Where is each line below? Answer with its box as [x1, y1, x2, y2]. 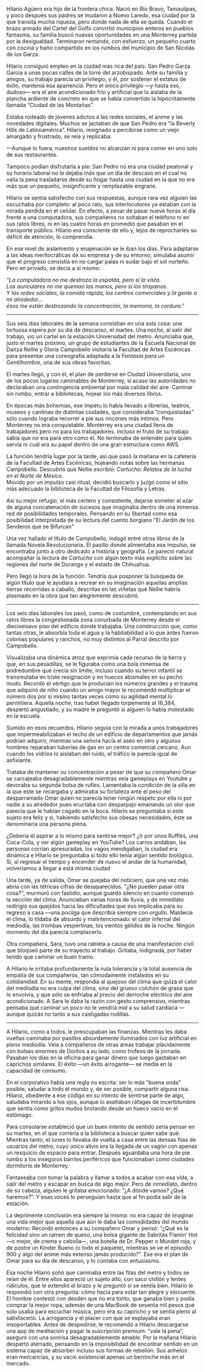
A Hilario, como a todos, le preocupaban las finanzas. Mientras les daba [6, 1028, 187, 1035]
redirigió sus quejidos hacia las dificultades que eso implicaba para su [6, 902, 183, 910]
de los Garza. [6, 51, 40, 57]
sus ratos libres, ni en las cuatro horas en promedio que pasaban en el [6, 220, 183, 227]
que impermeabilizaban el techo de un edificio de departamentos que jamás [6, 731, 198, 738]
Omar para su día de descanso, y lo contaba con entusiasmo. [6, 1257, 160, 1264]
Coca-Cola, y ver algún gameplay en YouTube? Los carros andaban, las [6, 839, 187, 845]
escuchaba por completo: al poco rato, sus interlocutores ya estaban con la [6, 201, 196, 208]
